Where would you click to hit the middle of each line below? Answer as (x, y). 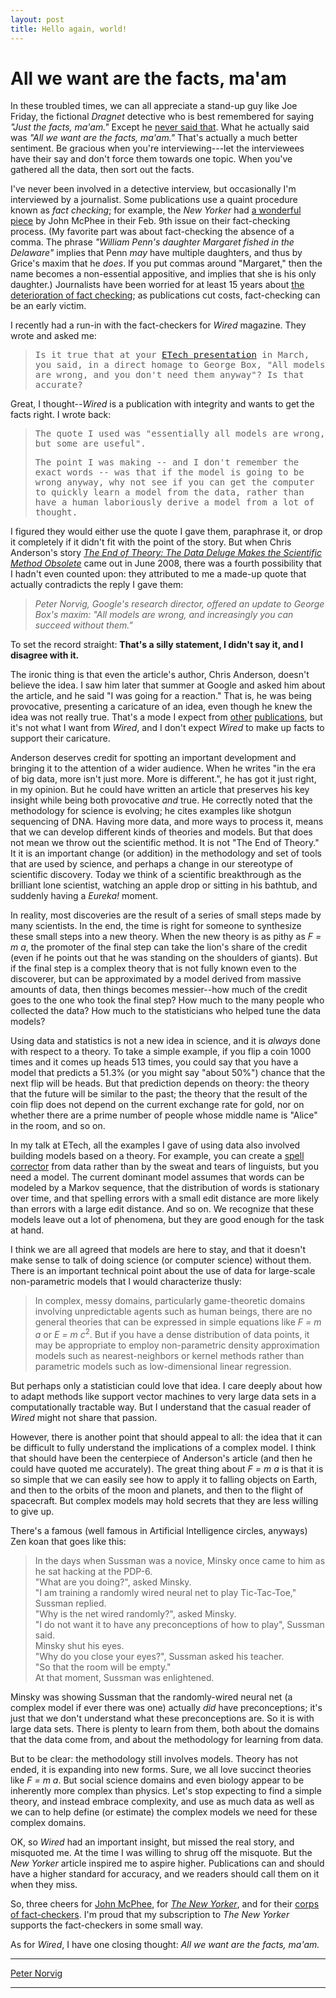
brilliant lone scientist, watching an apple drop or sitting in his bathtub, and (164, 885)
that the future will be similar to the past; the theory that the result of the (159, 1094)
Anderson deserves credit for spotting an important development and (153, 758)
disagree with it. (45, 655)
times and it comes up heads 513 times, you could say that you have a (154, 1062)
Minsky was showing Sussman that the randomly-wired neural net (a (151, 1697)
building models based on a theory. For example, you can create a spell (157, 1156)
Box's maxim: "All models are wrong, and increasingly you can (164, 615)
